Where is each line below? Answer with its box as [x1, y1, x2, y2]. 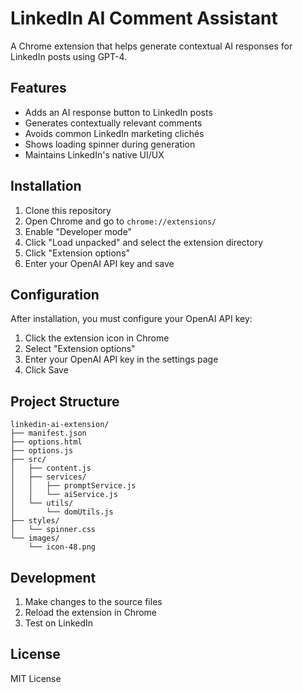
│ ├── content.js [10, 463, 92, 474]
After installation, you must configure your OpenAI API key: [10, 313, 253, 325]
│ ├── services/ [10, 472, 87, 482]
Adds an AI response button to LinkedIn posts [24, 106, 213, 118]
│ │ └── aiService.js [10, 490, 118, 500]
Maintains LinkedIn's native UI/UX [24, 148, 165, 161]
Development [10, 569, 97, 586]
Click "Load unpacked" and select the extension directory [24, 236, 264, 248]
